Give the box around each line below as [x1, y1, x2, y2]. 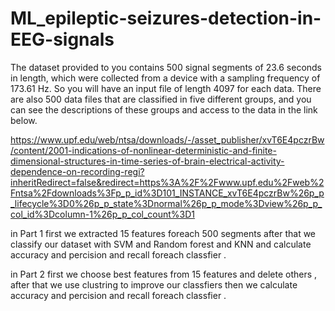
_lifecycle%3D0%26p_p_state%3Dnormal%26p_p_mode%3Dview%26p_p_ [10, 197, 323, 209]
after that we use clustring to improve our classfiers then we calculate [10, 278, 298, 291]
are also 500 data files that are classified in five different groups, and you [10, 93, 312, 105]
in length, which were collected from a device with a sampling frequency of [10, 72, 321, 84]
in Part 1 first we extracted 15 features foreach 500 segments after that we [10, 227, 317, 239]
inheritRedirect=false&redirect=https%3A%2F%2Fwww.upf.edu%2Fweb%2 [10, 176, 325, 188]
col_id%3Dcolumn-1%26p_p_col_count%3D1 [10, 208, 196, 220]
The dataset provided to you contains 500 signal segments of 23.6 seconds [10, 61, 323, 73]
